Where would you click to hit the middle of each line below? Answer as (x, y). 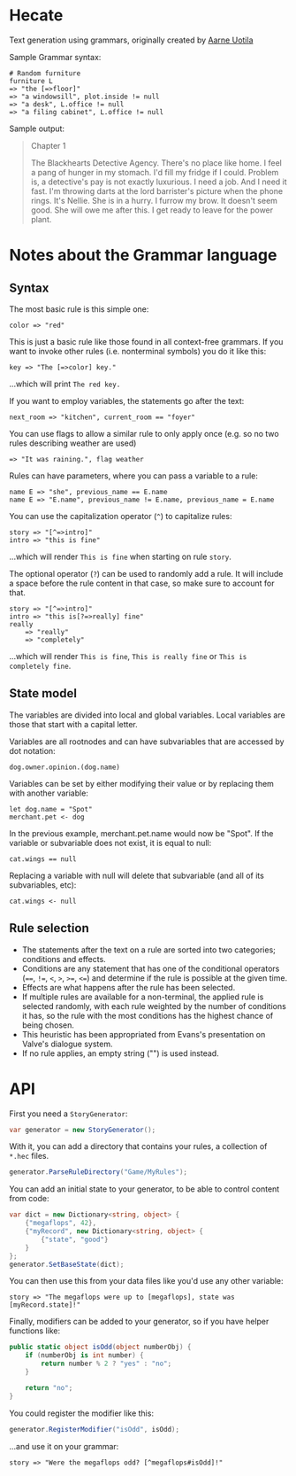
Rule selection (49, 928)
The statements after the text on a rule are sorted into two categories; (148, 950)
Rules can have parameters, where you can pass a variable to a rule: (133, 476)
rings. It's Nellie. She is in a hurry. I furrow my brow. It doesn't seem (154, 200)
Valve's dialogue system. (67, 1044)
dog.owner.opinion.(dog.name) (65, 767)
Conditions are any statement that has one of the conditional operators (151, 968)
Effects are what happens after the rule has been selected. (129, 987)
